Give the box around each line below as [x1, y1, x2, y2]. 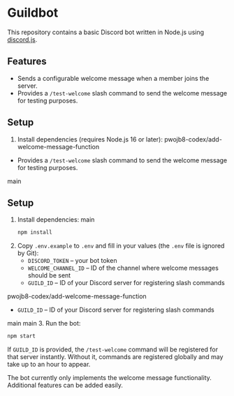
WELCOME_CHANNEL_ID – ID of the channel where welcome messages [27, 264, 219, 273]
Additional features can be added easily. [7, 381, 124, 390]
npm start [7, 333, 36, 340]
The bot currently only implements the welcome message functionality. [7, 374, 212, 382]
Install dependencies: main [17, 215, 95, 224]
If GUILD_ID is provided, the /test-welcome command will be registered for [7, 345, 219, 353]
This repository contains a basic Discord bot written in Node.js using [7, 28, 205, 36]
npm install [17, 229, 52, 236]
